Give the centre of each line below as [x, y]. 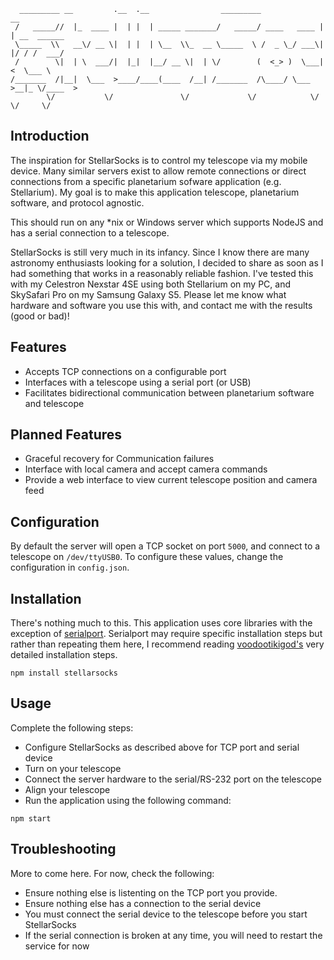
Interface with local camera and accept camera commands [146, 469]
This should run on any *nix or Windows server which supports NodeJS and [167, 222]
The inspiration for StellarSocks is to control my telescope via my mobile [159, 160]
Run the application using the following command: [128, 800]
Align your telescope [67, 789]
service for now [57, 946]
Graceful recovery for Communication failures [119, 459]
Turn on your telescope [73, 768]
